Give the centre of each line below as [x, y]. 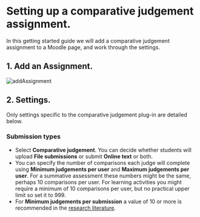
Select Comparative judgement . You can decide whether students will [103, 150]
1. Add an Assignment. [49, 66]
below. [15, 121]
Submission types [33, 136]
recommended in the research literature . [65, 208]
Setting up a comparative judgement [100, 11]
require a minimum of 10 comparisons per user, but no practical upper [102, 189]
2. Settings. [28, 100]
